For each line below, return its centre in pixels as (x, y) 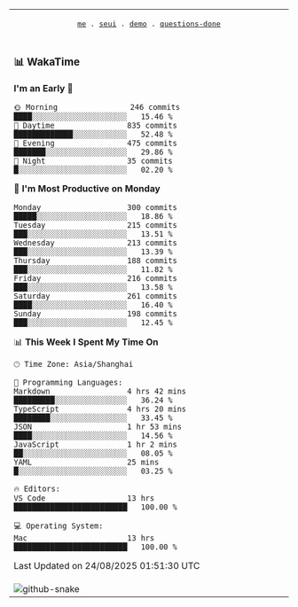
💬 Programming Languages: (68, 382)
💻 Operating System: (59, 525)
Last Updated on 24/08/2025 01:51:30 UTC (107, 565)
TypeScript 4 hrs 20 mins (100, 409)
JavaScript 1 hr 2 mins (95, 444)
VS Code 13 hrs (84, 498)
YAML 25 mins (86, 462)
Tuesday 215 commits (95, 225)
